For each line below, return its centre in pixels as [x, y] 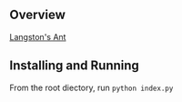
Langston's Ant [38, 36]
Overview [38, 15]
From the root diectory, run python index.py [91, 87]
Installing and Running [74, 66]
